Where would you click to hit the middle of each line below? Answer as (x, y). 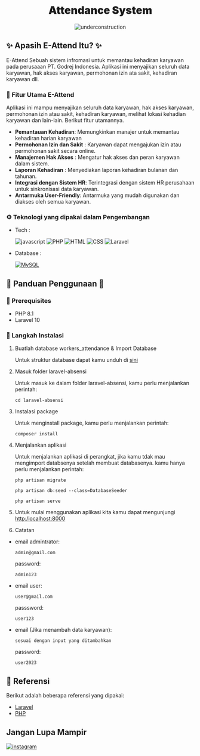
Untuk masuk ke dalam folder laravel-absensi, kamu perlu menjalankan (102, 383)
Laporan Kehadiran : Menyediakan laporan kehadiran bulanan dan (96, 170)
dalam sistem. (32, 164)
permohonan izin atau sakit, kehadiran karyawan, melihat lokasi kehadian (96, 114)
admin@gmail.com (35, 553)
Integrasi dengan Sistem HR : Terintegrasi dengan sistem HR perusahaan (104, 183)
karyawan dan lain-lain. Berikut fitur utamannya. (65, 121)
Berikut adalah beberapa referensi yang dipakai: (65, 696)
